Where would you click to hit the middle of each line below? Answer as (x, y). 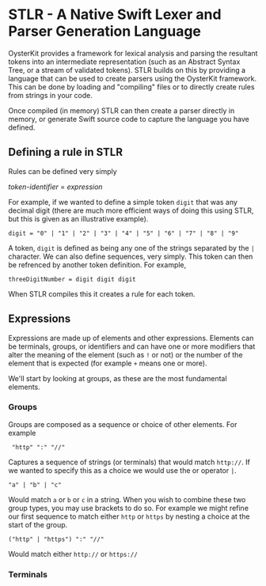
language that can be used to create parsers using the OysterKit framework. (133, 78)
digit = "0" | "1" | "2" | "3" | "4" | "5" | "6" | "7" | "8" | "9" (123, 233)
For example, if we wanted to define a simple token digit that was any (123, 202)
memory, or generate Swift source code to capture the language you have (129, 119)
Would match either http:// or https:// (73, 554)
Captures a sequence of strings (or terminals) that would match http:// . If (129, 462)
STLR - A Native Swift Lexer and (115, 15)
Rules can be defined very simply (63, 171)
